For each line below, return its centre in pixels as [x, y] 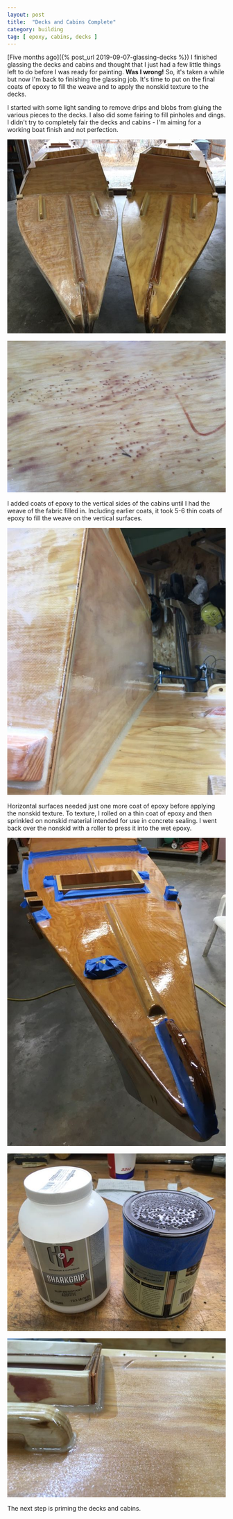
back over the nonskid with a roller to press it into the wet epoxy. [100, 828]
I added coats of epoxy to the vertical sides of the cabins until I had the [109, 503]
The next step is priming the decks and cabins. [74, 1508]
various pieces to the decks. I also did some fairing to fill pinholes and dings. [116, 115]
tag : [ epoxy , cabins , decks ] [52, 37]
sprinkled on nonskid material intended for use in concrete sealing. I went [112, 821]
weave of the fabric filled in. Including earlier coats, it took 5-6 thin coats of [115, 511]
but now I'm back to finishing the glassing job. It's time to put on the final [111, 79]
